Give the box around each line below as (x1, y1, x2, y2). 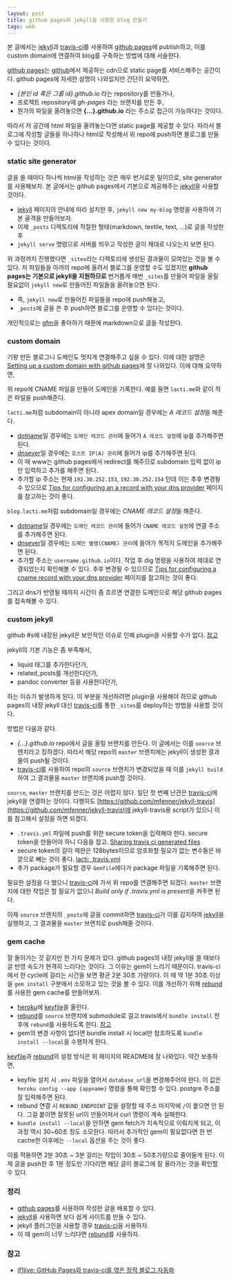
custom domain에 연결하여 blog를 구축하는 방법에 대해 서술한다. (7, 51, 181, 60)
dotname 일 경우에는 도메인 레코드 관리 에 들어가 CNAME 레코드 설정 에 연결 (17, 521, 207, 529)
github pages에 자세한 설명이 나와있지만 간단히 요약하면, (16, 75, 170, 83)
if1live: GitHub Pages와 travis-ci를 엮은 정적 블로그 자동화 (17, 1266, 174, 1274)
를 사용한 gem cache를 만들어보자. (7, 988, 102, 997)
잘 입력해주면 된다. (17, 1093, 68, 1101)
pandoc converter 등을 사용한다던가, (17, 678, 119, 686)
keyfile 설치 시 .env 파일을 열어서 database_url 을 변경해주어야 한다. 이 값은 (17, 1075, 221, 1084)
